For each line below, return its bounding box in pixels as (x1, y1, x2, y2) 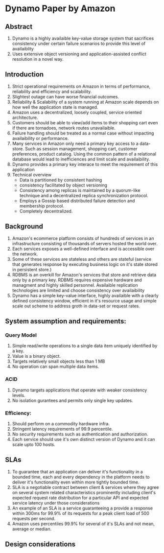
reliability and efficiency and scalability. (12, 89, 92, 94)
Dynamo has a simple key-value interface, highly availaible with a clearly (12, 292, 159, 299)
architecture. (12, 115, 38, 120)
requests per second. (12, 515, 55, 521)
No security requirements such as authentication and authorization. (12, 431, 148, 437)
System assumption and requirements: (5, 317, 126, 325)
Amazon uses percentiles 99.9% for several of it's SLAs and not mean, (12, 521, 155, 527)
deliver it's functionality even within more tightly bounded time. (12, 479, 140, 485)
